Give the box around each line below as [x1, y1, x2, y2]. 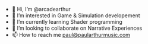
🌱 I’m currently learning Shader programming [11, 18, 123, 25]
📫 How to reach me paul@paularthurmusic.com [11, 32, 131, 38]
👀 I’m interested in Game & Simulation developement [11, 12, 141, 19]
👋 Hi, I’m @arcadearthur [11, 6, 71, 12]
